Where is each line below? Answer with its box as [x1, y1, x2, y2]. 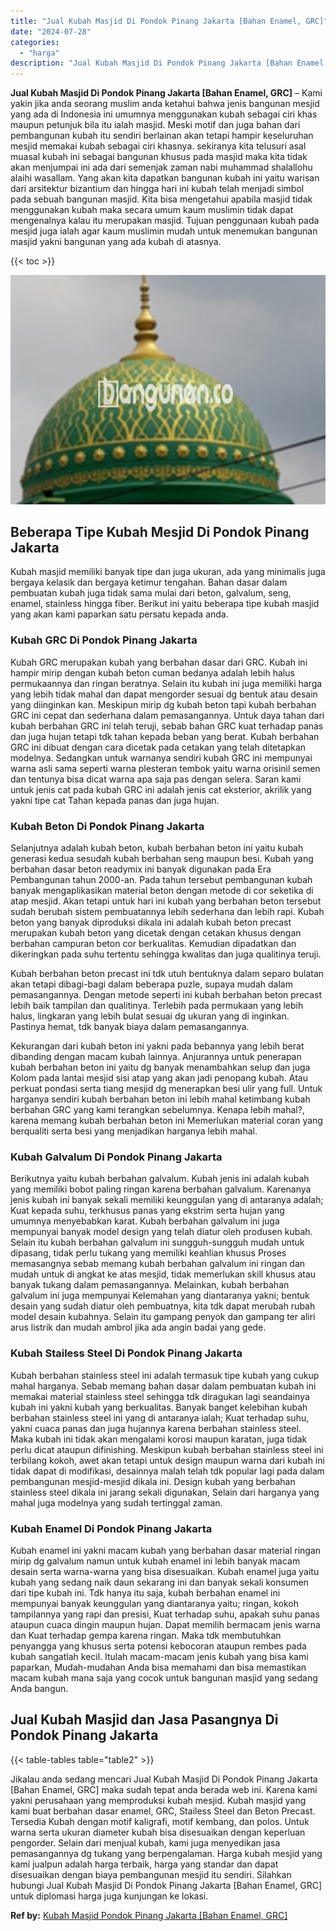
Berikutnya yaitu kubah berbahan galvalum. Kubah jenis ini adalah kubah [10, 1173, 310, 1185]
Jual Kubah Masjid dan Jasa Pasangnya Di [10, 1711, 279, 1729]
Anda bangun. [10, 1682, 69, 1694]
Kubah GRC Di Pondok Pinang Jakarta [10, 633, 198, 647]
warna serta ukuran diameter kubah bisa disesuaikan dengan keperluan [10, 1826, 306, 1838]
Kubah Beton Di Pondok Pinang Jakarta [10, 819, 205, 833]
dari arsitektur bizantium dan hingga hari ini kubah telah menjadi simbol [10, 183, 305, 195]
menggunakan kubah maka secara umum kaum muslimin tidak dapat [10, 204, 294, 216]
